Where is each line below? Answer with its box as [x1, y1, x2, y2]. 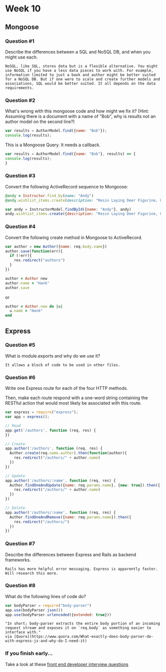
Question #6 [5, 374, 36, 381]
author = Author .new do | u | [5, 304, 63, 309]
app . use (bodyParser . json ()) [5, 608, 63, 612]
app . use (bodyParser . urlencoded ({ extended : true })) [5, 612, 112, 617]
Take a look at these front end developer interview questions [5, 661, 128, 667]
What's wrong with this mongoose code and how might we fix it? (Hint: [5, 108, 149, 114]
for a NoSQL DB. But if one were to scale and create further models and [5, 76, 161, 82]
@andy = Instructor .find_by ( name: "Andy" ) [5, 193, 94, 198]
